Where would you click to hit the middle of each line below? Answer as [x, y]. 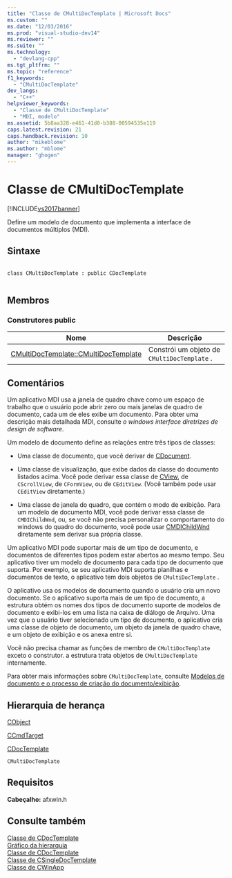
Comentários [36, 383]
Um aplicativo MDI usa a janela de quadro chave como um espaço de [106, 400]
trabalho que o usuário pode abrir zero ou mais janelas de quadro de [105, 407]
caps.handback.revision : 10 [48, 136]
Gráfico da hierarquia [37, 845]
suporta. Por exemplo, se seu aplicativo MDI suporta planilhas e [98, 570]
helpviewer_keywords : [38, 104]
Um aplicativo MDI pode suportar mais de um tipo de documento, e [103, 548]
